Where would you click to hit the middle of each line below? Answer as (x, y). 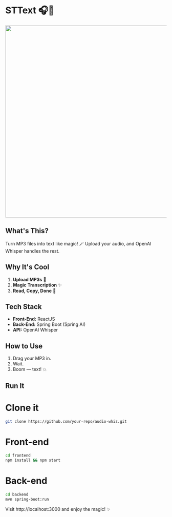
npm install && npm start (33, 460)
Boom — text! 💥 (30, 369)
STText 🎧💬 (30, 11)
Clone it (22, 408)
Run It (15, 386)
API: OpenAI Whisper (35, 330)
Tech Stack (24, 307)
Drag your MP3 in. (32, 358)
